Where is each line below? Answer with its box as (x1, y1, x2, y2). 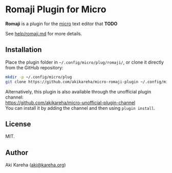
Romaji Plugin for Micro (5, 4, 106, 15)
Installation (5, 45, 42, 54)
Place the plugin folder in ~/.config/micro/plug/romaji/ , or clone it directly (5, 59, 164, 65)
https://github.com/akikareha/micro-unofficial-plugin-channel (5, 99, 136, 106)
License (5, 120, 31, 128)
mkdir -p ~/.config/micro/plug (5, 74, 72, 80)
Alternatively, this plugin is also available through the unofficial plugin (5, 88, 152, 94)
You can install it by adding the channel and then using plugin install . (5, 105, 155, 111)
